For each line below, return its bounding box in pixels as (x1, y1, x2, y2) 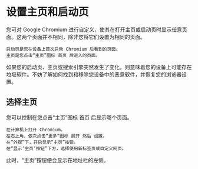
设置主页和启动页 (6, 5, 90, 19)
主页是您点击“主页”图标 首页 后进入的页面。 (6, 52, 100, 58)
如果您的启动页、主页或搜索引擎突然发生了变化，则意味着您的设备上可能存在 (6, 63, 192, 71)
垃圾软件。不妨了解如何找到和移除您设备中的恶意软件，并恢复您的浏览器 (6, 71, 181, 78)
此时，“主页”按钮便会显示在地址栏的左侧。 (6, 157, 109, 164)
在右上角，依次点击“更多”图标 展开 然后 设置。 (6, 133, 107, 139)
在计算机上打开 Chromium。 (6, 127, 65, 132)
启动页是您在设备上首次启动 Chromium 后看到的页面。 (6, 46, 121, 52)
